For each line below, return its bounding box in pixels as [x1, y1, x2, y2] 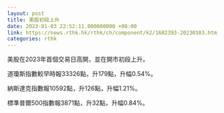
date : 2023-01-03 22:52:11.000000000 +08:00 [7, 23, 137, 29]
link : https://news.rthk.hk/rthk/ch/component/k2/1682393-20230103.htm [7, 29, 217, 36]
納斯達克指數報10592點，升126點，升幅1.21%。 [7, 84, 141, 92]
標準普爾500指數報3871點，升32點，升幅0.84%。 [7, 99, 149, 107]
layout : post [7, 10, 45, 17]
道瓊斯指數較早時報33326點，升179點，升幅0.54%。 [7, 70, 157, 78]
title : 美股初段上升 [7, 16, 60, 23]
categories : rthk [7, 36, 57, 42]
